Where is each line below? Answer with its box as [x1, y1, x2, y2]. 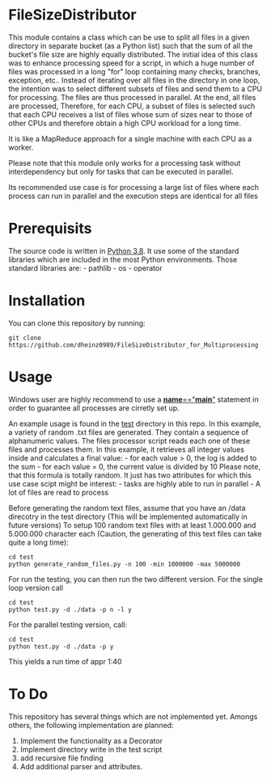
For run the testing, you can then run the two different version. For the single [8, 574, 263, 583]
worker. [8, 142, 34, 152]
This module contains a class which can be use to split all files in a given [8, 32, 250, 42]
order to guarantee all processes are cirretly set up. [8, 402, 180, 413]
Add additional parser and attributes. [19, 761, 143, 771]
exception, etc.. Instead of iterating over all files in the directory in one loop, [8, 75, 260, 85]
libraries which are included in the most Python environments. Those [8, 255, 238, 264]
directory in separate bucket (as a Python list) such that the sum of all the [8, 40, 253, 50]
